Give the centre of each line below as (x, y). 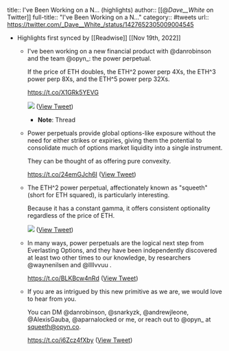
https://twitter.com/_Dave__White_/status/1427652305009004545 (100, 24)
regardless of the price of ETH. (71, 215)
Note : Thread (57, 120)
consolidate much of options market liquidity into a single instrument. (125, 148)
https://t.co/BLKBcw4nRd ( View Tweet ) (83, 278)
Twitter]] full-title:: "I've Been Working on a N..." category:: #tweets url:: (108, 17)
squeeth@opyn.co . (54, 327)
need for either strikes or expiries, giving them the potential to (114, 140)
